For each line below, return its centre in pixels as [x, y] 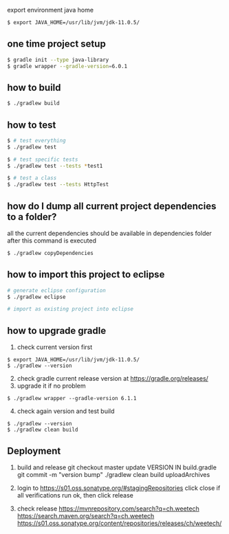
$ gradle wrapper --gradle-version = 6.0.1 [67, 66]
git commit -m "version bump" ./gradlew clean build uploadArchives [113, 474]
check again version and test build [66, 411]
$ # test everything [37, 140]
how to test [32, 125]
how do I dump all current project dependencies [112, 206]
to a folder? [32, 217]
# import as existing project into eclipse [70, 309]
